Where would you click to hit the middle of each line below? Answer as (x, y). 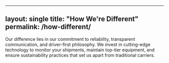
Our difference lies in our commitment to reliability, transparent (70, 39)
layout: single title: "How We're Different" (72, 19)
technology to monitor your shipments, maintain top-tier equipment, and (80, 50)
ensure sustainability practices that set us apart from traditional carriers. (80, 55)
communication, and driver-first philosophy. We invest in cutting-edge (78, 44)
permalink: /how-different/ (48, 27)
